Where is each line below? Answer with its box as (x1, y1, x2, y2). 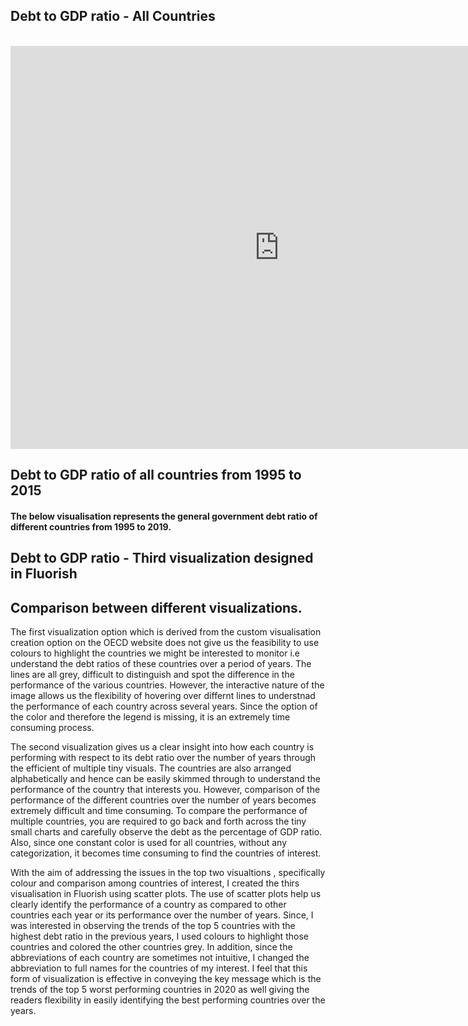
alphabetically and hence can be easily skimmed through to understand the (10, 773, 321, 784)
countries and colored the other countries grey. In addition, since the (10, 941, 293, 953)
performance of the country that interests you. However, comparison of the (10, 784, 321, 795)
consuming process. (10, 722, 95, 733)
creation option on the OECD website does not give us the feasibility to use (10, 637, 320, 648)
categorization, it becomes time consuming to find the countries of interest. (10, 847, 322, 859)
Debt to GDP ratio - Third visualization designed (10, 550, 314, 567)
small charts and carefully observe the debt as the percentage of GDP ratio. (10, 826, 323, 838)
